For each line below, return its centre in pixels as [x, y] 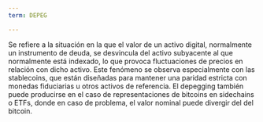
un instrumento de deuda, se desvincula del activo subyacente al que [121, 52]
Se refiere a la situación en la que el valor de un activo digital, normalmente [130, 45]
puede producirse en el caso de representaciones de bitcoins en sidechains [131, 94]
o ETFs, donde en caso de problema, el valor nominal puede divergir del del [131, 102]
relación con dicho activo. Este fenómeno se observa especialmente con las [131, 69]
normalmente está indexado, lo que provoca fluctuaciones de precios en [126, 61]
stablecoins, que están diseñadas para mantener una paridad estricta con [128, 77]
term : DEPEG [28, 15]
